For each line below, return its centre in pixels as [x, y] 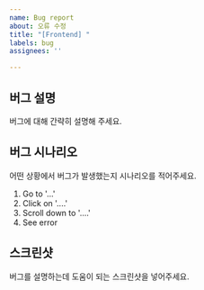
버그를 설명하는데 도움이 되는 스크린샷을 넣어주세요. [99, 276]
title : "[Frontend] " [50, 34]
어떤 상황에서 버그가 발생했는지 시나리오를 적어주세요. [103, 176]
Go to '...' [39, 194]
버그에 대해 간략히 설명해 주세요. [66, 121]
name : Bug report [42, 18]
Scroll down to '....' [57, 213]
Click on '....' [45, 203]
